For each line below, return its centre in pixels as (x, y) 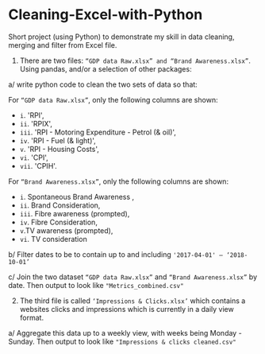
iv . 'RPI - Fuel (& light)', (58, 140)
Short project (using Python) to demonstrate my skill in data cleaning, (121, 37)
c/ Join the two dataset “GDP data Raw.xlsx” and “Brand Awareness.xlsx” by (133, 277)
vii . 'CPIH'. (38, 165)
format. (32, 317)
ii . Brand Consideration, (60, 205)
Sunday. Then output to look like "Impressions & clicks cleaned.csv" (122, 341)
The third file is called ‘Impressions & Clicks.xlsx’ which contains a (132, 301)
